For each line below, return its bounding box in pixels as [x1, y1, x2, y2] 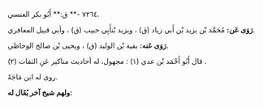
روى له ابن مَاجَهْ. [7, 72, 58, 82]
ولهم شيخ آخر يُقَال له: [7, 87, 73, 97]
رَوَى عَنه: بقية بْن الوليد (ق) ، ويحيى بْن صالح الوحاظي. [7, 40, 169, 50]
